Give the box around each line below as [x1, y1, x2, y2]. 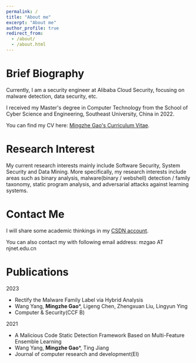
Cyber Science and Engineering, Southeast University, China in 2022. [6, 110, 175, 117]
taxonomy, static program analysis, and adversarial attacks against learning [6, 180, 190, 187]
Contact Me [6, 207, 65, 221]
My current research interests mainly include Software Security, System [6, 161, 181, 169]
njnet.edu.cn [6, 245, 37, 252]
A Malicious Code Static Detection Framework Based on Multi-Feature [14, 331, 185, 339]
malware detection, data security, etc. [6, 93, 98, 100]
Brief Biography [6, 67, 84, 80]
